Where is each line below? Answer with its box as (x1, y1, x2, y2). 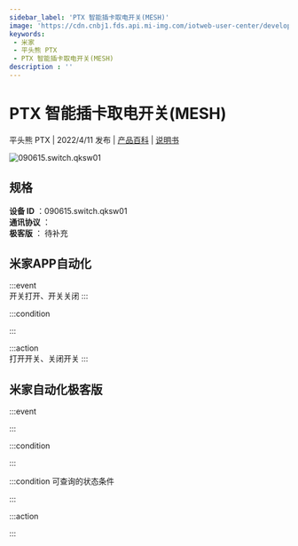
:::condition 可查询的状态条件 (9, 476, 115, 487)
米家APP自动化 (9, 257, 91, 272)
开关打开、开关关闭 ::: (9, 290, 89, 302)
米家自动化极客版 (9, 382, 103, 397)
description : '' (9, 63, 74, 72)
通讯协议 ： (9, 217, 51, 227)
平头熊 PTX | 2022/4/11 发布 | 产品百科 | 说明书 (9, 134, 179, 145)
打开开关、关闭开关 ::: (9, 353, 89, 364)
